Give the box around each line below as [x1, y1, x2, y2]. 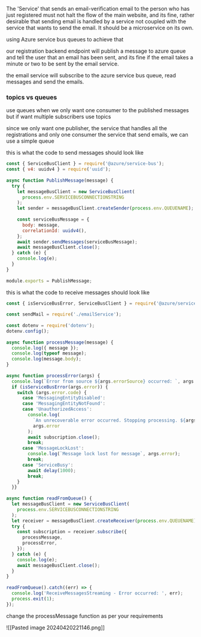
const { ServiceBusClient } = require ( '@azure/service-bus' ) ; [6, 161, 165, 167]
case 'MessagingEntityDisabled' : [22, 395, 106, 401]
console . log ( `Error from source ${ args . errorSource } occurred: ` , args [11, 378, 194, 384]
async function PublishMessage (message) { [6, 177, 114, 184]
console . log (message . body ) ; [11, 356, 82, 362]
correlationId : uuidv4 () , [22, 227, 87, 233]
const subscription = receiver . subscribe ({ [17, 529, 127, 535]
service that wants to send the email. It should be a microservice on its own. [6, 24, 194, 31]
